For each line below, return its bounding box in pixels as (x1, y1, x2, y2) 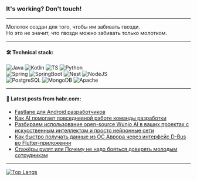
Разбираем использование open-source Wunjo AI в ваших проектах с (14, 120, 189, 127)
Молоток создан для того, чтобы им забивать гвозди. (6, 23, 141, 30)
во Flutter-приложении (14, 139, 72, 146)
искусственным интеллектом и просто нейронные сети (14, 127, 154, 134)
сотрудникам (14, 151, 48, 159)
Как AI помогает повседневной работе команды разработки (14, 114, 167, 121)
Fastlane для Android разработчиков (14, 108, 106, 115)
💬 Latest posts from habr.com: (6, 95, 81, 102)
